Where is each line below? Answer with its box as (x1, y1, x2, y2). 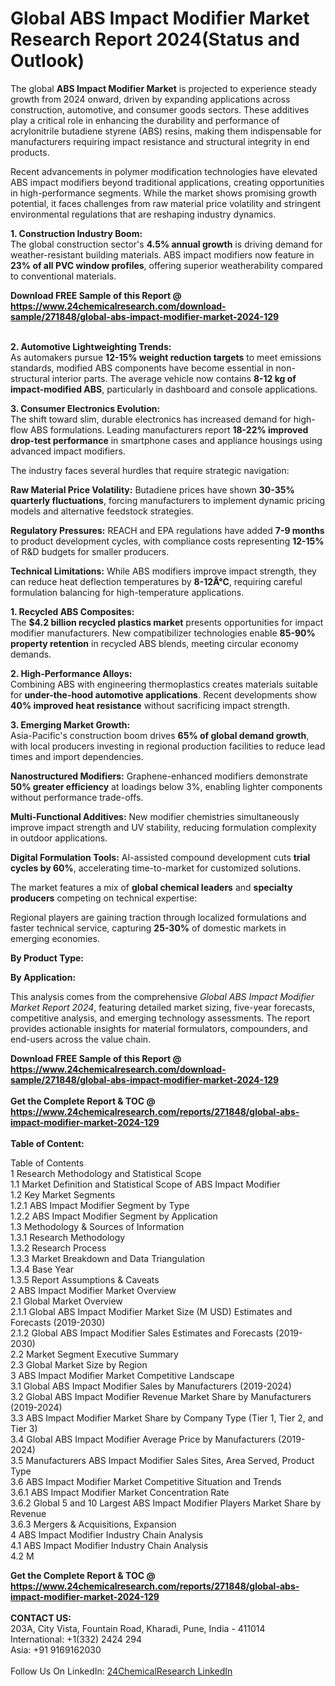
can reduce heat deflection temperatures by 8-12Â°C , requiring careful (10, 575, 303, 587)
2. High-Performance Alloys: (10, 667, 133, 679)
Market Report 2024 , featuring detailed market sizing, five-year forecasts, (10, 1001, 316, 1013)
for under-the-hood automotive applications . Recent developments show (10, 688, 318, 701)
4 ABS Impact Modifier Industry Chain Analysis (10, 1528, 204, 1541)
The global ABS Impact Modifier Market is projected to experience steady (10, 82, 317, 94)
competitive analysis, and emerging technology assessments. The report (10, 1012, 310, 1024)
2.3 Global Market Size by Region (10, 1358, 148, 1371)
